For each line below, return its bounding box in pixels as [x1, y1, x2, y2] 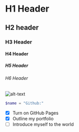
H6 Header [5, 75, 28, 81]
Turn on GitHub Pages [12, 110, 59, 116]
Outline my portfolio [12, 115, 54, 121]
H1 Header [5, 3, 49, 15]
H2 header [5, 23, 39, 32]
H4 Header [5, 51, 29, 57]
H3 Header [5, 38, 33, 46]
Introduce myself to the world [12, 121, 74, 127]
